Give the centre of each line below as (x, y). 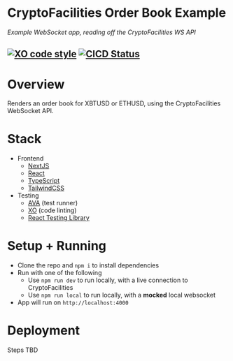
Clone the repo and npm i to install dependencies (88, 265)
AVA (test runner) (53, 203)
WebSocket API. (30, 111)
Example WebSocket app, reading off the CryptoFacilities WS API (101, 32)
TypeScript (44, 181)
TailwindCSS (46, 188)
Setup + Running (57, 246)
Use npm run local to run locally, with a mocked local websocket (121, 295)
